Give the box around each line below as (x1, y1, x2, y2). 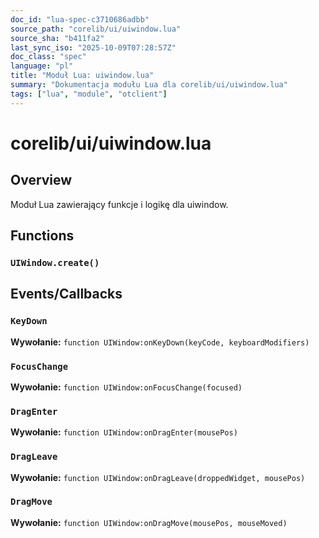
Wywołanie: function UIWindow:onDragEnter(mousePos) (10, 426, 238, 438)
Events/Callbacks (10, 286, 123, 303)
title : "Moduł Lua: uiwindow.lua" (10, 71, 155, 81)
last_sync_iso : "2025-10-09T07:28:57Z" (10, 42, 177, 53)
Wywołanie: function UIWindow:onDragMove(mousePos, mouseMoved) (10, 516, 288, 528)
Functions (10, 227, 75, 245)
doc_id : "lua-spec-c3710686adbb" (10, 14, 150, 25)
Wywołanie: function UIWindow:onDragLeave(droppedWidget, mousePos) (10, 471, 306, 483)
